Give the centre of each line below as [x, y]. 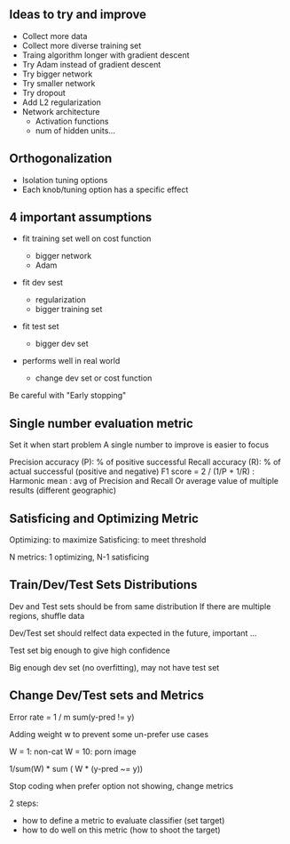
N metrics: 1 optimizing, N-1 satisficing [79, 557]
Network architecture [61, 111]
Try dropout [44, 92]
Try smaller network [59, 83]
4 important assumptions [81, 217]
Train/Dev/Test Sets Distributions [103, 585]
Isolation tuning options [65, 180]
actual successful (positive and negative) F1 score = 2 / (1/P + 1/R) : [132, 471]
